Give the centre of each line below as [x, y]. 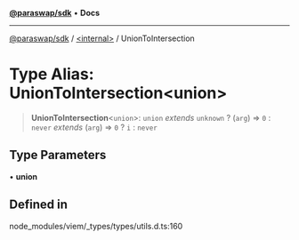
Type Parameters [58, 155]
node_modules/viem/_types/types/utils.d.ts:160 [96, 226]
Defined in [39, 205]
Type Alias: [52, 74]
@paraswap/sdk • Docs [55, 13]
